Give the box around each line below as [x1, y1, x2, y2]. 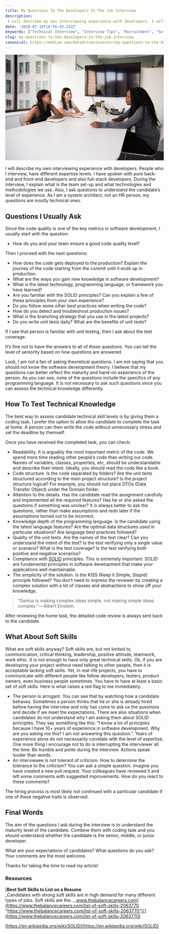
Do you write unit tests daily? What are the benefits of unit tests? [12, 319, 147, 325]
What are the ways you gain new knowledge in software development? [12, 276, 159, 282]
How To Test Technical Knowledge [5, 400, 116, 408]
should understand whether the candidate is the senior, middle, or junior [5, 832, 155, 838]
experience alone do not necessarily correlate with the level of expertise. [12, 736, 164, 742]
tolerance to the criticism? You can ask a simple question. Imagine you [12, 762, 158, 769]
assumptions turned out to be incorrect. [12, 513, 95, 519]
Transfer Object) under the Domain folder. [12, 486, 100, 492]
